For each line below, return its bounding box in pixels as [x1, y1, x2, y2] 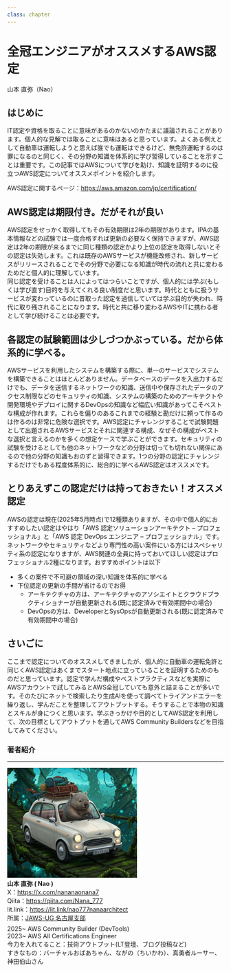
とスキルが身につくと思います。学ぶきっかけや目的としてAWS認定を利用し [7, 709, 219, 717]
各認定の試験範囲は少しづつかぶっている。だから [7, 333, 214, 345]
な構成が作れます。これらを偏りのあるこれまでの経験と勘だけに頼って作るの [7, 409, 223, 417]
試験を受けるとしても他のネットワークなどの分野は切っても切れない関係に [7, 443, 217, 452]
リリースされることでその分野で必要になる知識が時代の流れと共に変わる [19, 260, 223, 268]
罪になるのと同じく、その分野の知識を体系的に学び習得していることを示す [7, 152, 218, 161]
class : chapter [7, 11, 51, 18]
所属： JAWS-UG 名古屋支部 [7, 914, 86, 923]
